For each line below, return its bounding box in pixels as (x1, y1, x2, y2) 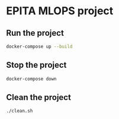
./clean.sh (6, 108, 33, 114)
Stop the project (6, 60, 67, 70)
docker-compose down (6, 76, 57, 82)
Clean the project (6, 92, 71, 102)
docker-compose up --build (6, 43, 73, 49)
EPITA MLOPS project (6, 4, 114, 18)
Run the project (6, 28, 64, 38)
